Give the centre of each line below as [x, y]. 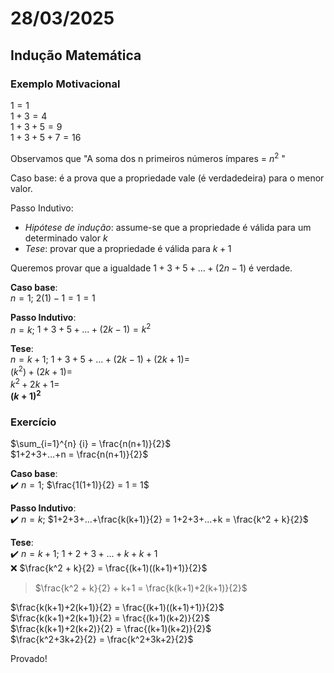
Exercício [33, 422]
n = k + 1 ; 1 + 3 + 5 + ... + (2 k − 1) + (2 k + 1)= [100, 359]
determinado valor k [66, 238]
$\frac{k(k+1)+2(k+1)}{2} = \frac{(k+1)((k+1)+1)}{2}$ [117, 608]
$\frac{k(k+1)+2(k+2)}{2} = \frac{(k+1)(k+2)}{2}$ [111, 629]
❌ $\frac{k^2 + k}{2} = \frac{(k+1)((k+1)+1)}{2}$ [109, 568]
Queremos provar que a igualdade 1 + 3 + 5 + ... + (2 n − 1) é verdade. [151, 268]
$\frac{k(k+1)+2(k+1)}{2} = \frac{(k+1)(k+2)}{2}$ [110, 618]
